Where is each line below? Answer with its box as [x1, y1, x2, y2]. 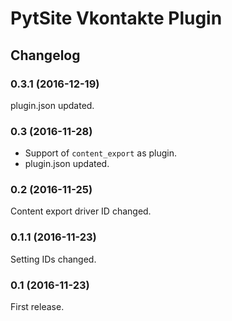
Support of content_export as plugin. [24, 147, 178, 159]
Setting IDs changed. [10, 253, 97, 265]
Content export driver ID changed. [10, 205, 152, 217]
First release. [10, 301, 65, 313]
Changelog [10, 47, 81, 64]
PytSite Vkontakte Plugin [10, 7, 223, 30]
